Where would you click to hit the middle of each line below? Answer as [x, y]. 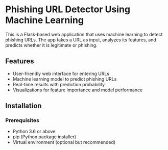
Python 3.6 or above [34, 132]
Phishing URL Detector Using [68, 9]
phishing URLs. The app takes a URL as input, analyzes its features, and [81, 40]
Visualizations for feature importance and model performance [78, 90]
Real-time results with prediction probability [59, 84]
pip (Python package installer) [44, 137]
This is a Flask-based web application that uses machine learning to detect [84, 34]
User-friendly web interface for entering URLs [61, 73]
